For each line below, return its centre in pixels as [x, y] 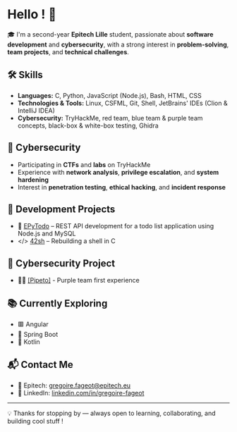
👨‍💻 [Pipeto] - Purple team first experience [78, 280]
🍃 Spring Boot [38, 334]
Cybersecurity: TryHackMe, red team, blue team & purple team [110, 118]
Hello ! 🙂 [32, 14]
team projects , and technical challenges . [68, 51]
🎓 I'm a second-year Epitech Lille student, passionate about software [110, 34]
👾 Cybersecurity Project [61, 263]
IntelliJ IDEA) [36, 110]
